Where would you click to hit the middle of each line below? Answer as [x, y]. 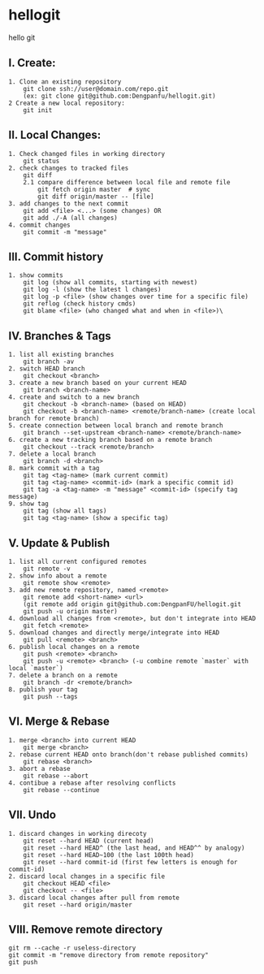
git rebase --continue [61, 790]
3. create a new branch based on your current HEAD [97, 383]
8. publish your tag [43, 690]
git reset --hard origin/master [78, 905]
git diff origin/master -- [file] [96, 197]
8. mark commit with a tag [54, 469]
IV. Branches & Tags [60, 336]
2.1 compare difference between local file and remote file [127, 182]
